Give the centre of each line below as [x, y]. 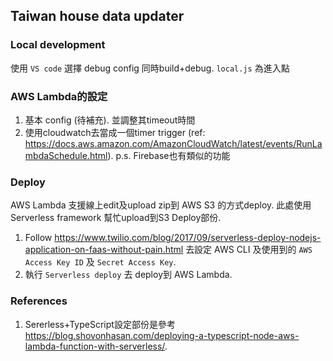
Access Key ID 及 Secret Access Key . [100, 262]
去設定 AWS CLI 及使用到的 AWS [249, 250]
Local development [58, 45]
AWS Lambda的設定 [59, 96]
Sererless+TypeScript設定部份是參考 [100, 324]
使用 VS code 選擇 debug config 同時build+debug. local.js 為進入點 [150, 68]
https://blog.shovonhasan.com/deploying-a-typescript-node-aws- [162, 335]
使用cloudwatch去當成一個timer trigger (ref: [115, 132]
